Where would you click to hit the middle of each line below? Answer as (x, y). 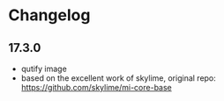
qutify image (44, 69)
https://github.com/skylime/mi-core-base (97, 87)
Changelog (49, 15)
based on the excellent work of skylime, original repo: (119, 78)
